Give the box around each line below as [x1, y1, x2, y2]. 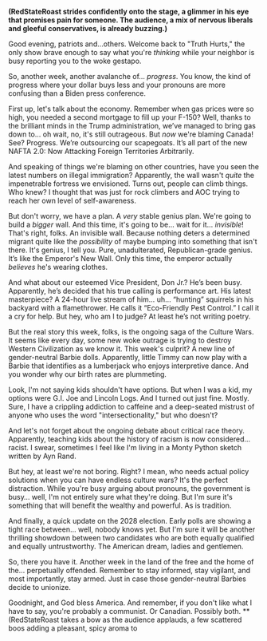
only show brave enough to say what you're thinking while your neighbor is [8, 48, 255, 57]
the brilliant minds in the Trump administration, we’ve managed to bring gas [8, 121, 257, 130]
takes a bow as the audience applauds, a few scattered [61, 615, 242, 624]
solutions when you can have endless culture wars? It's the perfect [8, 475, 229, 485]
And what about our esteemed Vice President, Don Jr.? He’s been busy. [8, 278, 242, 287]
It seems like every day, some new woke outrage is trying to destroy [8, 335, 232, 345]
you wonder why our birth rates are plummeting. [8, 370, 167, 378]
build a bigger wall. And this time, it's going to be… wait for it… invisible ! [8, 220, 245, 229]
